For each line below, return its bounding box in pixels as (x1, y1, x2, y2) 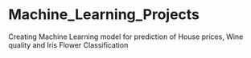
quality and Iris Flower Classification (8, 40, 129, 49)
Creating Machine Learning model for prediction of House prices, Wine (8, 32, 244, 41)
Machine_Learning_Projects (8, 6, 200, 24)
